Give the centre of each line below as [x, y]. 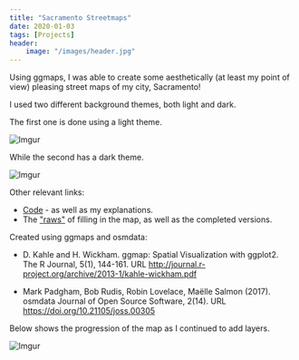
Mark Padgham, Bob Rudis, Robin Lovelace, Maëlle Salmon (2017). [146, 292]
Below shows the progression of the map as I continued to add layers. [140, 328]
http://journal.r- [177, 265]
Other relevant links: [47, 192]
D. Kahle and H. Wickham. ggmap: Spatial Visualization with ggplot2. [150, 255]
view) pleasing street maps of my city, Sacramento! [105, 87]
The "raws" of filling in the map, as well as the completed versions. [147, 219]
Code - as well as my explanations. [88, 210]
